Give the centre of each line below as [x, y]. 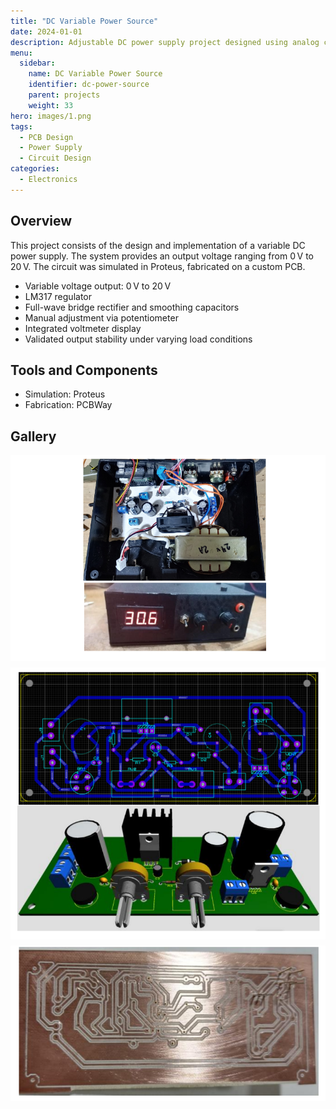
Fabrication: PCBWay [68, 405]
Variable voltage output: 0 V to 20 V [98, 286]
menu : [21, 53]
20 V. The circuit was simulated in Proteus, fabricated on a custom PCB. [158, 266]
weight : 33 [51, 105]
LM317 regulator [58, 296]
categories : [35, 169]
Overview [41, 221]
